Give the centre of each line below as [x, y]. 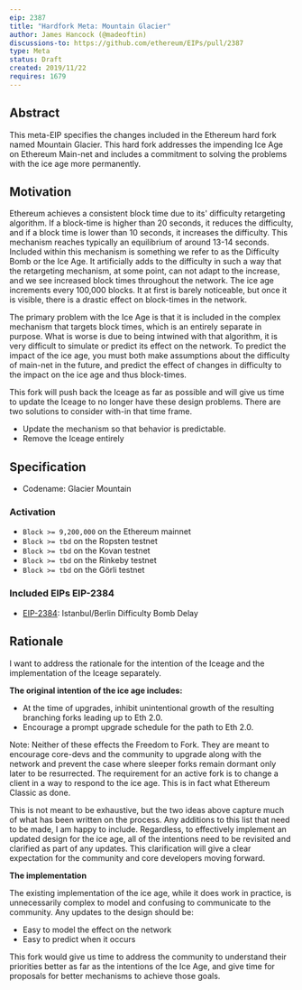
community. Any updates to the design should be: [101, 911]
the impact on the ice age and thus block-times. [98, 375]
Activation [32, 513]
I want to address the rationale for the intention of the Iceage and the [137, 663]
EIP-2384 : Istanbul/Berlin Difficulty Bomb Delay [110, 613]
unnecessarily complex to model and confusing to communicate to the [140, 902]
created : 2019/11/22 [48, 69]
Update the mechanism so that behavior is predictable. [124, 429]
